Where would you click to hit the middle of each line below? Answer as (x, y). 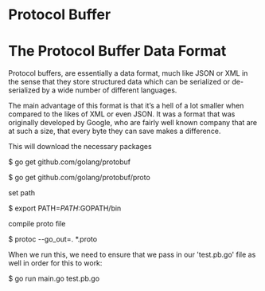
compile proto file (37, 224)
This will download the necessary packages (80, 147)
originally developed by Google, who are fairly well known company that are (132, 123)
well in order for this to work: (55, 263)
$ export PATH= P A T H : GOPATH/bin (65, 208)
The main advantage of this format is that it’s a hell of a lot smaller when (126, 106)
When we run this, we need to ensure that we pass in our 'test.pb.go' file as (132, 255)
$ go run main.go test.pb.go (54, 279)
